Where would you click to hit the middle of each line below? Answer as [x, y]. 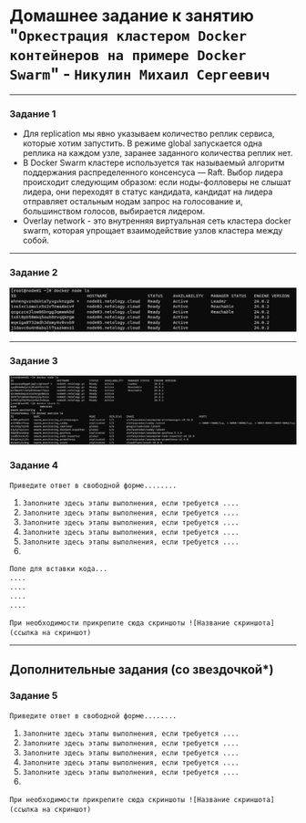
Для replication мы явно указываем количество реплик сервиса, [148, 134]
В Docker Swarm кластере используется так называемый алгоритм [153, 163]
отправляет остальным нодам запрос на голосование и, [133, 202]
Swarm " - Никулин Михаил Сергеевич [140, 74]
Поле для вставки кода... [58, 569]
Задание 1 [33, 113]
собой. [36, 240]
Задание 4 [34, 464]
